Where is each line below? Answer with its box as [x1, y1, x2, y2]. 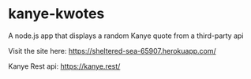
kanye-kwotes [8, 5, 105, 23]
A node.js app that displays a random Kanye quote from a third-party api [8, 31, 244, 40]
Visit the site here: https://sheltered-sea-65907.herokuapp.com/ [8, 46, 217, 55]
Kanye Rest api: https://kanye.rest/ [8, 61, 121, 71]
